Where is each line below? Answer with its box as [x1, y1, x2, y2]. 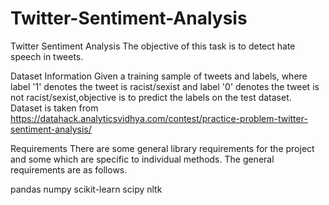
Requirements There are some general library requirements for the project [10, 142, 315, 154]
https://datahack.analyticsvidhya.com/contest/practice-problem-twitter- [10, 112, 308, 124]
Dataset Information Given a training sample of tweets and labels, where [10, 70, 308, 82]
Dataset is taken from [10, 102, 99, 114]
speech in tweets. [10, 50, 84, 62]
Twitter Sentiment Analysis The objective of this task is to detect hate [10, 40, 296, 52]
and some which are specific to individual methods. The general [10, 153, 275, 165]
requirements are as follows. [10, 163, 128, 176]
